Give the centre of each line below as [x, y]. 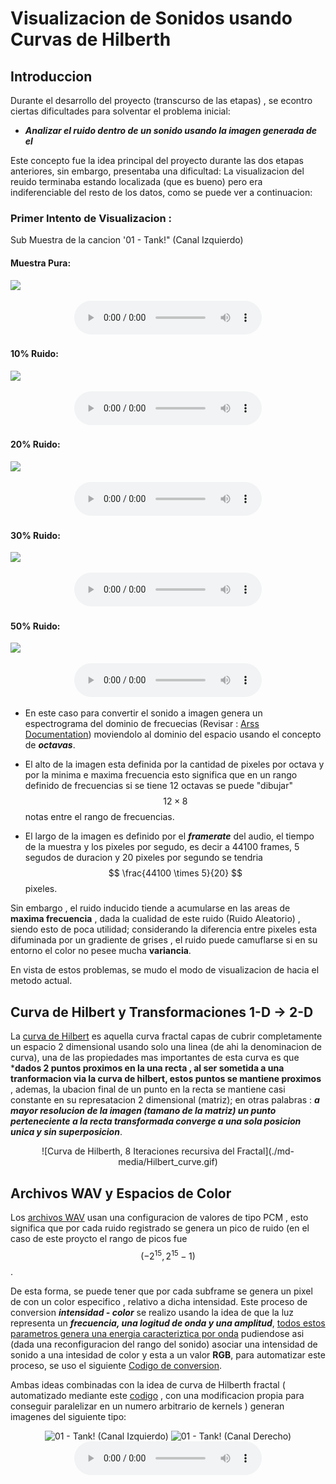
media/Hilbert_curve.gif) [168, 1162]
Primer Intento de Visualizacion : [91, 218]
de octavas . [50, 745]
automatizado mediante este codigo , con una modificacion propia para [157, 1395]
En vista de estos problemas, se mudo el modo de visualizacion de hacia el [165, 970]
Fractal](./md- [265, 1151]
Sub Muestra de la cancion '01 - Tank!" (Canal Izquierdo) [127, 240]
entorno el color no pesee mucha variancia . [101, 951]
